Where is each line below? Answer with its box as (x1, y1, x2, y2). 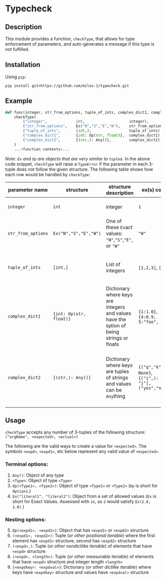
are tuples (106, 368, 129, 375)
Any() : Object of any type (12, 472, 64, 478)
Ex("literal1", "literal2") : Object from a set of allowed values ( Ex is (12, 493, 157, 499)
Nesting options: (5, 516, 46, 523)
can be (106, 387, 122, 393)
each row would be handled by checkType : (5, 171, 90, 177)
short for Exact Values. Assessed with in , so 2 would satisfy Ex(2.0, (12, 498, 151, 504)
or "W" (106, 242, 120, 249)
